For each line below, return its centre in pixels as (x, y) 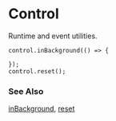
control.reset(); (37, 71)
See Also (26, 91)
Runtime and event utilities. (53, 36)
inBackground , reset (42, 109)
